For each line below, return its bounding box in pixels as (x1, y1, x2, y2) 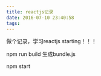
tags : (6, 20, 20, 26)
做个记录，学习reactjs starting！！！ (6, 38, 97, 45)
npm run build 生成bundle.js (6, 50, 76, 58)
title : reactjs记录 (6, 9, 54, 15)
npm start (6, 63, 31, 70)
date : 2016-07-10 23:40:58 (6, 15, 74, 21)
